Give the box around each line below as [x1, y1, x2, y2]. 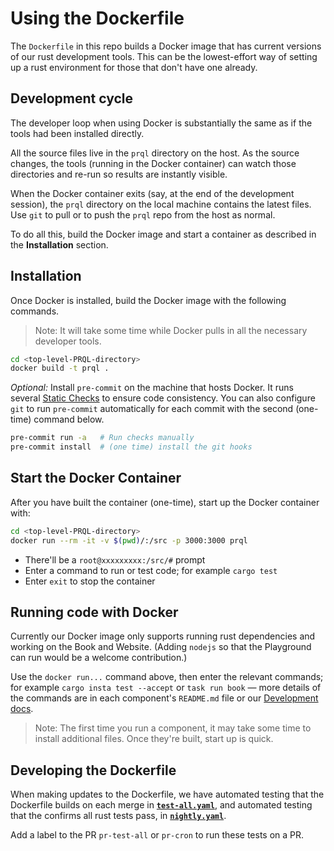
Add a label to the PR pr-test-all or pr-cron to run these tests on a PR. [10, 829, 305, 841]
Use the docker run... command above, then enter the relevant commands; [10, 671, 324, 683]
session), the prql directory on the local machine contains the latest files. [10, 198, 312, 210]
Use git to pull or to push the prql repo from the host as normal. [10, 208, 276, 221]
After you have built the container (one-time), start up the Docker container [10, 496, 320, 508]
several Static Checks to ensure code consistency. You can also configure [10, 392, 316, 404]
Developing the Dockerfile [10, 762, 177, 779]
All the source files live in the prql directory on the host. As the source [10, 147, 300, 159]
